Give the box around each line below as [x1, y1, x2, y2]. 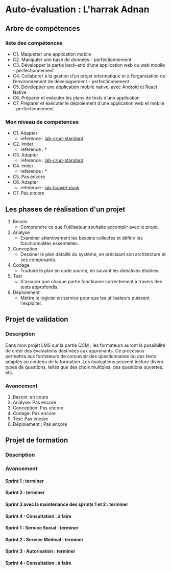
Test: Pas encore [12, 416, 48, 422]
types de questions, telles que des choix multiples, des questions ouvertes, [5, 364, 164, 370]
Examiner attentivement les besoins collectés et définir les [20, 234, 143, 241]
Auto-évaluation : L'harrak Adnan [5, 4, 150, 15]
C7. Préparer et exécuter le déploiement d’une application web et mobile [12, 100, 165, 106]
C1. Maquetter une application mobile [12, 51, 91, 57]
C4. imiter [12, 163, 34, 169]
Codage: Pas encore [12, 410, 56, 416]
